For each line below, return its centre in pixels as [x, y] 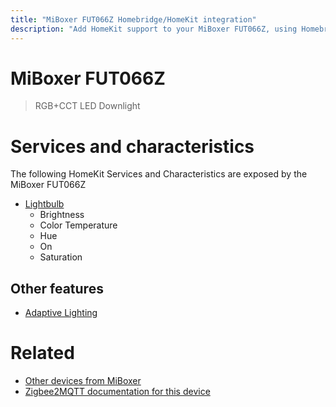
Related [42, 353]
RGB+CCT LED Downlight [87, 106]
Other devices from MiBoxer [83, 381]
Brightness [62, 215]
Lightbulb [44, 204]
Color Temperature [78, 225]
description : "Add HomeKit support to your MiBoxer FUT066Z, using [154, 29]
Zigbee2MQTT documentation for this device [117, 392]
